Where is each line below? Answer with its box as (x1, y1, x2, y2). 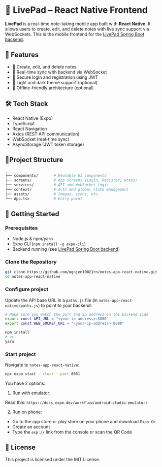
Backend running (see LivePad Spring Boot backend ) (12, 246, 120, 252)
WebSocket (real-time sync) (12, 136, 69, 142)
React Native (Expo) (12, 115, 53, 121)
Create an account (12, 424, 50, 430)
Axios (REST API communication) (12, 131, 80, 137)
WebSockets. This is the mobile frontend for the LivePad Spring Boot (5, 31, 145, 37)
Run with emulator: (12, 390, 51, 396)
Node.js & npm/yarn (12, 236, 53, 242)
